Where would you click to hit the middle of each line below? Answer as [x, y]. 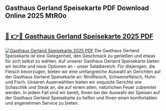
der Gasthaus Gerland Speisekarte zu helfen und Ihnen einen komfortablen [81, 98]
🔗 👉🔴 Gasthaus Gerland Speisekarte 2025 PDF [79, 36]
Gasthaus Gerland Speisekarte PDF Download [77, 8]
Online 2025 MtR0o [36, 16]
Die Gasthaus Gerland [117, 51]
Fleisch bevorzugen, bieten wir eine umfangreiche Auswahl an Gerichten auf [83, 72]
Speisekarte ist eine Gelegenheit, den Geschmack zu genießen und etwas [80, 56]
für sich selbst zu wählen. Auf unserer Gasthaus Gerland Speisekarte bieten [82, 61]
